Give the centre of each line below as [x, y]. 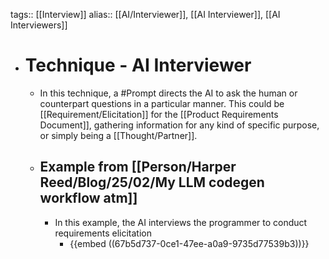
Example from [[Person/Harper [138, 167]
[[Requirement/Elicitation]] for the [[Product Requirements [159, 114]
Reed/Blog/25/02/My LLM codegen [152, 182]
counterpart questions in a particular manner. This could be [162, 103]
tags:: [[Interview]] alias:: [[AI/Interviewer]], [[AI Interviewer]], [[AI [145, 14]
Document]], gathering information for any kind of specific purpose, [179, 125]
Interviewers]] [39, 25]
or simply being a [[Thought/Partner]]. [118, 135]
